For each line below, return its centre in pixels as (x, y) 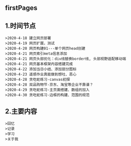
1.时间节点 (21, 26)
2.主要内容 (21, 111)
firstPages (21, 8)
